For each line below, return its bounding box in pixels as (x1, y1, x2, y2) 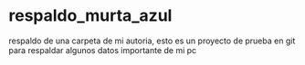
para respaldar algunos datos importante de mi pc (8, 44, 197, 55)
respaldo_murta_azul (8, 5, 173, 26)
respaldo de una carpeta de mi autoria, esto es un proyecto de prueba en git (8, 35, 296, 46)
